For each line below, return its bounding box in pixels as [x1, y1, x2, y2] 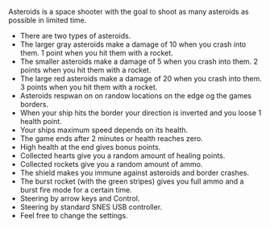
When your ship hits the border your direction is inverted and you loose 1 [19, 108, 262, 118]
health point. [19, 117, 62, 126]
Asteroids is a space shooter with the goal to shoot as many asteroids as [8, 7, 249, 16]
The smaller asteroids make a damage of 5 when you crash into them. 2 [19, 56, 259, 66]
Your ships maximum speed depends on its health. [19, 125, 189, 135]
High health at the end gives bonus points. [19, 143, 161, 151]
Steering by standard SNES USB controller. [19, 202, 163, 212]
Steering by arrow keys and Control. [19, 193, 140, 203]
